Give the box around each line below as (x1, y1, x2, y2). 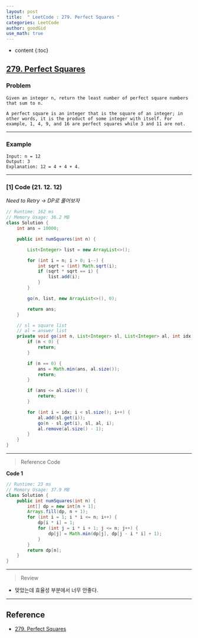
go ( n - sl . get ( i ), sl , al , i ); (37, 420, 115, 426)
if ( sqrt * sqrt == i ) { (37, 268, 99, 275)
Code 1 (6, 470, 24, 477)
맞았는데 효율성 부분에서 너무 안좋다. (14, 587, 98, 594)
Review (20, 574, 39, 582)
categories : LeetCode (6, 19, 60, 25)
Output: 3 (6, 159, 31, 165)
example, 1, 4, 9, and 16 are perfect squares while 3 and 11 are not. (6, 121, 186, 127)
